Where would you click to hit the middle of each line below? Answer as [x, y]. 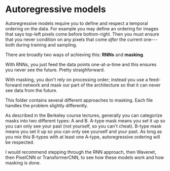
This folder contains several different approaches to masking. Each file [79, 100]
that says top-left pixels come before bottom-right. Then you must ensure [82, 34]
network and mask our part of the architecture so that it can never [92, 85]
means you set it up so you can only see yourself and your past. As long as [84, 131]
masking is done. [23, 162]
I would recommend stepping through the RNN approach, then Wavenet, [81, 152]
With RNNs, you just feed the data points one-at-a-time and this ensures [81, 64]
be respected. [20, 142]
